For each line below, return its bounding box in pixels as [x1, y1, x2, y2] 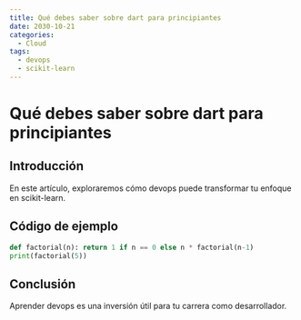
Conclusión [9, 276, 76, 292]
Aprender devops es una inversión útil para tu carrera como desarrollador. [9, 301, 287, 312]
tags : [9, 47, 30, 56]
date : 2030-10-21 [9, 22, 75, 31]
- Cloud [17, 38, 47, 48]
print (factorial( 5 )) [9, 251, 88, 260]
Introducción [9, 158, 85, 174]
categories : [9, 30, 55, 39]
